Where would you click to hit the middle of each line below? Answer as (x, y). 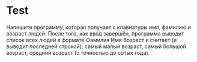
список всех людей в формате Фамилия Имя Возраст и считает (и (92, 40)
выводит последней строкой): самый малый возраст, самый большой (96, 46)
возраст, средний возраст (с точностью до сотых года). (78, 52)
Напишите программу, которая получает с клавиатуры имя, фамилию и (98, 27)
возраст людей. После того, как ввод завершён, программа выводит (95, 33)
